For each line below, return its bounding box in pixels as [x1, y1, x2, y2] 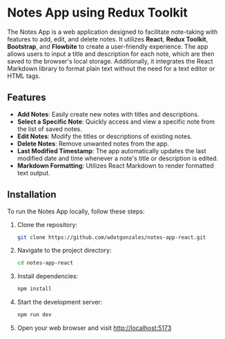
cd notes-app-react [17, 260, 74, 267]
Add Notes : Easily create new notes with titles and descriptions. [17, 110, 199, 118]
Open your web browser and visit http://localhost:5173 [17, 324, 172, 332]
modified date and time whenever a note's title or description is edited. [17, 154, 219, 162]
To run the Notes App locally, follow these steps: [7, 207, 145, 215]
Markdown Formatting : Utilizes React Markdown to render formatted [17, 161, 214, 170]
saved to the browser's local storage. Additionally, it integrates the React [7, 57, 213, 65]
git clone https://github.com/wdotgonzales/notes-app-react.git [17, 233, 206, 241]
